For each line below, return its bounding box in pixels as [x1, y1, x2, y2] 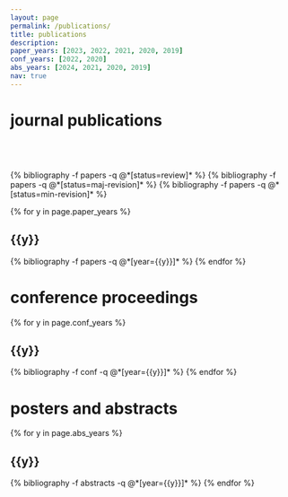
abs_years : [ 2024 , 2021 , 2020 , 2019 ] [10, 64, 152, 73]
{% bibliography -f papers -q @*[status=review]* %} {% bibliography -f [10, 170, 276, 180]
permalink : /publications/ [10, 22, 111, 31]
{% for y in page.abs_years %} [10, 428, 123, 439]
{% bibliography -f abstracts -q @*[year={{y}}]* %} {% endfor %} [10, 477, 255, 489]
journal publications [10, 109, 162, 130]
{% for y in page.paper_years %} [10, 205, 131, 216]
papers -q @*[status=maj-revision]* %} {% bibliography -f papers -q [10, 179, 266, 189]
